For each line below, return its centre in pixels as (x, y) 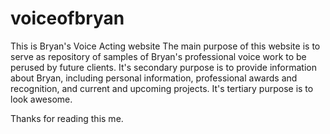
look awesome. (41, 99)
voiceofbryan (67, 18)
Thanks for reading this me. (67, 118)
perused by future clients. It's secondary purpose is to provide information (163, 67)
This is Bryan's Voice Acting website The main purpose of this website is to (165, 46)
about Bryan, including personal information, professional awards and (154, 78)
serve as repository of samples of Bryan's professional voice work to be (158, 56)
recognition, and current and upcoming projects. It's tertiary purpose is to (162, 88)
